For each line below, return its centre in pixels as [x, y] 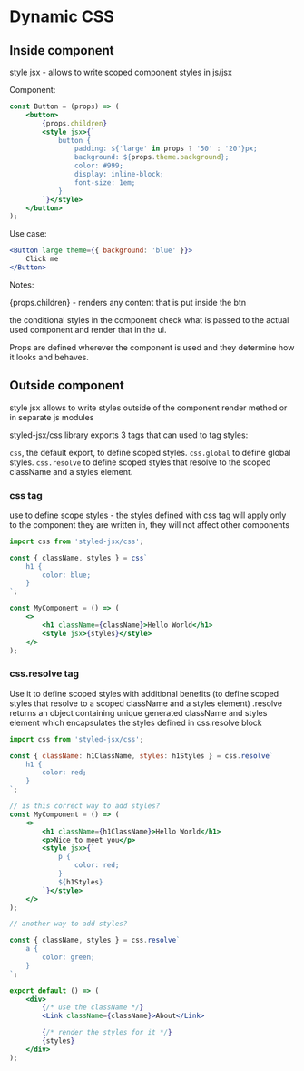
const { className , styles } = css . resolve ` [95, 940]
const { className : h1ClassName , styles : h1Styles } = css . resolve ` [142, 756]
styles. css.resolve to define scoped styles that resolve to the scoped [140, 462]
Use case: [28, 234]
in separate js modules [52, 417]
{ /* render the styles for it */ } [107, 1033]
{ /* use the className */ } [93, 1007]
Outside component [67, 385]
